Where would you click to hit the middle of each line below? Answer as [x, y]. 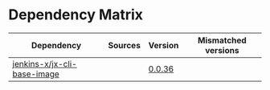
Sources [124, 45]
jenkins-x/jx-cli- [45, 63]
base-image [36, 74]
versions [222, 50]
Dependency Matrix [76, 15]
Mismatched [222, 40]
